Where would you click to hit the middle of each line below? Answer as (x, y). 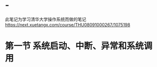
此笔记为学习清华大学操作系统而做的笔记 (46, 19)
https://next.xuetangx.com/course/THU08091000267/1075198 (68, 24)
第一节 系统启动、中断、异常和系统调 (79, 46)
